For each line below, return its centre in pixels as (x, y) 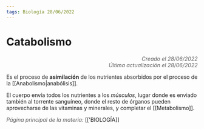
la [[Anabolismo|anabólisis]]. (42, 83)
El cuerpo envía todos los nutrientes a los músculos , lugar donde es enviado (102, 95)
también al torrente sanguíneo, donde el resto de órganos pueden (89, 101)
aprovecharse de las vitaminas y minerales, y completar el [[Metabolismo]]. (100, 108)
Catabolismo (39, 41)
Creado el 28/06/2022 (170, 59)
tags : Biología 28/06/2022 (40, 12)
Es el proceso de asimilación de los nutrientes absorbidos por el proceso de (102, 77)
